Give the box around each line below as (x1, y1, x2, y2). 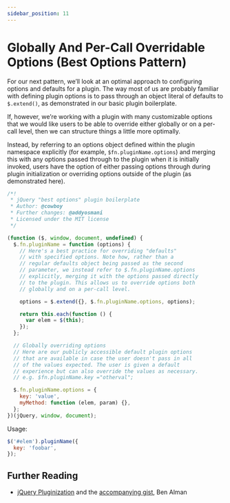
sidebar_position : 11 (7, 10, 70, 17)
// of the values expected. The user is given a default (13, 361, 180, 368)
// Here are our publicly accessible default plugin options (13, 348, 193, 355)
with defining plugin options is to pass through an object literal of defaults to (7, 92, 224, 100)
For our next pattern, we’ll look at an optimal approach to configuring (7, 77, 202, 85)
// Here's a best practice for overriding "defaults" (19, 247, 177, 255)
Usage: (7, 425, 28, 433)
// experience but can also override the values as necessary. (13, 367, 198, 375)
